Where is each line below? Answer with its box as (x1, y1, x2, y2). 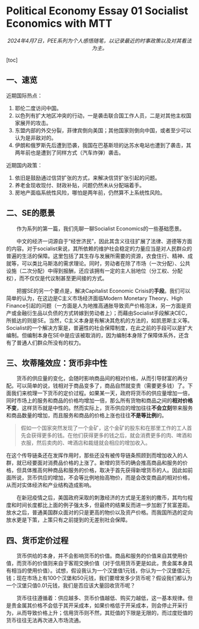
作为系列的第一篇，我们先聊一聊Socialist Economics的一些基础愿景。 (17, 225, 185, 232)
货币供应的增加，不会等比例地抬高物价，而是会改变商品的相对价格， (26, 474, 193, 481)
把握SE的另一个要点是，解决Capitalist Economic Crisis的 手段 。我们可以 (17, 287, 191, 294)
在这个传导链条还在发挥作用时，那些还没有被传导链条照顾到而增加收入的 (6, 452, 182, 459)
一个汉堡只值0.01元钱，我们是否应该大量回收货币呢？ (6, 582, 136, 589)
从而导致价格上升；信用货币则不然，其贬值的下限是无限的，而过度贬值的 (16, 609, 193, 617)
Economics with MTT (6, 17, 113, 30)
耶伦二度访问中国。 (14, 104, 62, 111)
